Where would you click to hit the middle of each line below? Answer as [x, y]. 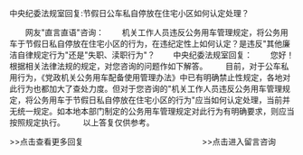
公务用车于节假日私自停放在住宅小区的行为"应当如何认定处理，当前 [158, 100]
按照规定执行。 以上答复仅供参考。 [82, 123]
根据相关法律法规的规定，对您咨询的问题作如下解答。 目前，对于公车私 [149, 66]
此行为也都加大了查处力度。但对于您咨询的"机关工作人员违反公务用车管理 [146, 89]
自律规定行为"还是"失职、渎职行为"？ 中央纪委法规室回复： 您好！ [156, 55]
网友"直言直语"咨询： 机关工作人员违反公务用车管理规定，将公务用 [156, 32]
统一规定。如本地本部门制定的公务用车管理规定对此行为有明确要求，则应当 [156, 111]
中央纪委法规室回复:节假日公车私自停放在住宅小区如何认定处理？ [130, 13]
